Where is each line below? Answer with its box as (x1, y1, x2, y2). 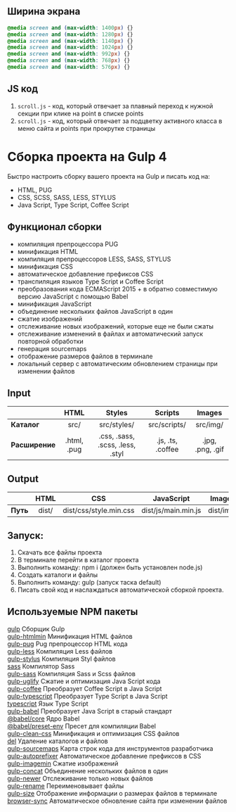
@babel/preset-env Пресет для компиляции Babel (7, 721, 157, 730)
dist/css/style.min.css (63, 506, 135, 516)
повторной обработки (17, 337, 84, 345)
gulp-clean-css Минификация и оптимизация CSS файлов (7, 729, 180, 737)
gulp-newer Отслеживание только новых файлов (7, 774, 153, 782)
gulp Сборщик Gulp (7, 624, 65, 633)
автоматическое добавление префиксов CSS (17, 269, 154, 278)
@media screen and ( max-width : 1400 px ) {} (7, 24, 133, 31)
